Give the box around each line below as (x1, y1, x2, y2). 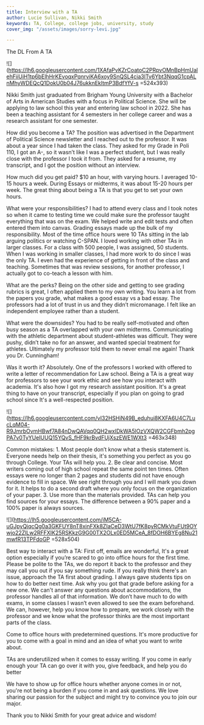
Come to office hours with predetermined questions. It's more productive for (6, 631, 199, 638)
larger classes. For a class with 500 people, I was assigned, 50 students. (6, 244, 189, 251)
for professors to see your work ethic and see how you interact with (6, 377, 177, 384)
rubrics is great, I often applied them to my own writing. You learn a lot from (6, 288, 196, 295)
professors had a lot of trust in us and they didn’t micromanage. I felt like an (6, 301, 196, 309)
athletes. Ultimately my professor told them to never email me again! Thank (6, 345, 195, 353)
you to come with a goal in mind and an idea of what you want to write (6, 637, 183, 645)
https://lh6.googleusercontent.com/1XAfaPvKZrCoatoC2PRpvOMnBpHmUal (8, 67, 198, 74)
